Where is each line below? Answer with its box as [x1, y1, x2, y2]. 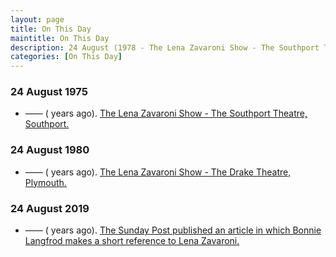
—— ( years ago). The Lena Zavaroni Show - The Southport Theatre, [24, 107, 308, 120]
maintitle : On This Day [10, 33, 110, 43]
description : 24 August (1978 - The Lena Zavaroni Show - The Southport [10, 42, 320, 53]
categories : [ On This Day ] [10, 52, 123, 62]
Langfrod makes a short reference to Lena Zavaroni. [24, 235, 240, 247]
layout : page [10, 14, 65, 25]
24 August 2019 [10, 201, 90, 215]
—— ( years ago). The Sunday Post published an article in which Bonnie [24, 224, 322, 236]
